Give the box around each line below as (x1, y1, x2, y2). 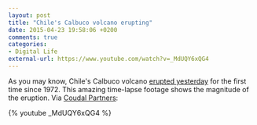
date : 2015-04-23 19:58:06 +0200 (8, 26, 118, 34)
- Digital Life (8, 48, 58, 55)
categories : (8, 41, 47, 48)
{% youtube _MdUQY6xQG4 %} (8, 108, 112, 117)
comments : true (8, 33, 58, 41)
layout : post (8, 11, 51, 20)
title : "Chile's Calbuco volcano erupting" (8, 19, 153, 27)
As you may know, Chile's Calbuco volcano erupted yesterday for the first (8, 76, 247, 86)
